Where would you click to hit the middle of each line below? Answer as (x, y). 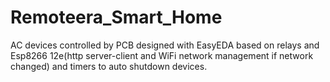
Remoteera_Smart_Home (116, 17)
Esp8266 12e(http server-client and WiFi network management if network (162, 55)
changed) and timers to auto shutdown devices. (109, 66)
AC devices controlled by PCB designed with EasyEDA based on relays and (165, 45)
